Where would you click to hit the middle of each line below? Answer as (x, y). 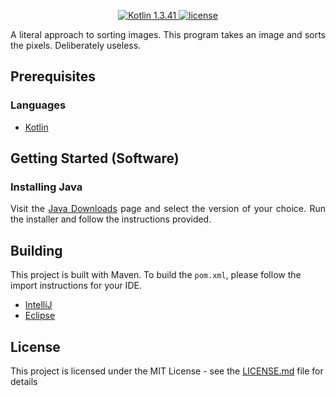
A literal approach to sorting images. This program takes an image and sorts (168, 34)
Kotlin (36, 127)
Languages (38, 105)
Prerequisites (53, 76)
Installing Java (46, 187)
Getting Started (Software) (95, 158)
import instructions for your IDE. (76, 286)
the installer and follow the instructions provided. (111, 219)
